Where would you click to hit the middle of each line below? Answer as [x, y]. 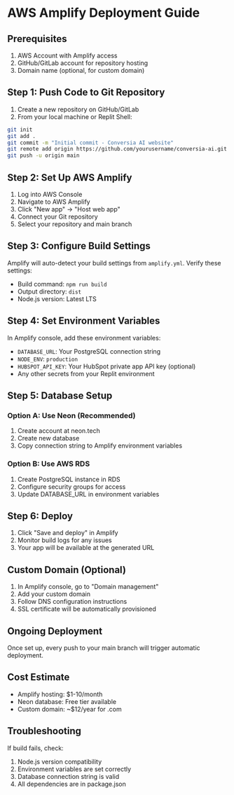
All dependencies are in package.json [71, 784]
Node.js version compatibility [60, 761]
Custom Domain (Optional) [67, 570]
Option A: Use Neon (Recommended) [71, 415]
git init [20, 130]
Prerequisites [37, 39]
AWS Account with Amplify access [67, 55]
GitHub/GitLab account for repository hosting [83, 63]
